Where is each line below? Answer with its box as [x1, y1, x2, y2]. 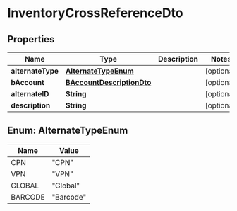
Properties [7, 33, 55, 45]
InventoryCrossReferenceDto [7, 5, 183, 21]
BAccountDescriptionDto [65, 78, 152, 87]
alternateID [11, 89, 49, 98]
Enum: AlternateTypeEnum [7, 125, 128, 137]
